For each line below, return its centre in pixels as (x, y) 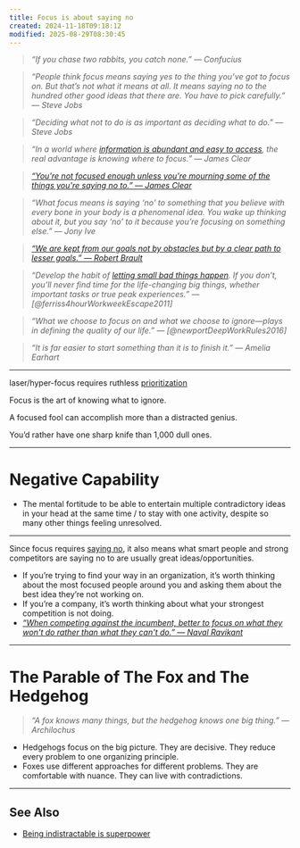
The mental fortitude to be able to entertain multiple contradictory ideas (154, 504)
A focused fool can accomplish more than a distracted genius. (124, 418)
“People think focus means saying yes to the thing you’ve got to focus (160, 77)
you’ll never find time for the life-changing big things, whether (146, 285)
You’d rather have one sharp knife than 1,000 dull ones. (111, 435)
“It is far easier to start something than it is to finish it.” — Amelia (150, 348)
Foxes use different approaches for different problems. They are (140, 766)
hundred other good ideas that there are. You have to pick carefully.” (158, 96)
